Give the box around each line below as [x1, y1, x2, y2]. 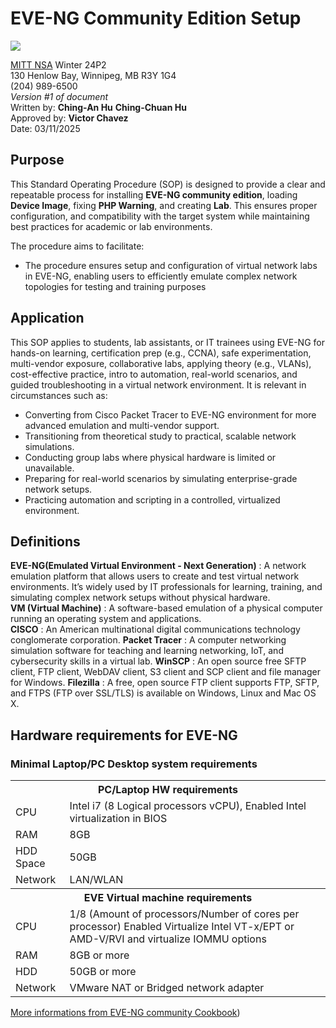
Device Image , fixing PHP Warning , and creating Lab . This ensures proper [10, 199, 318, 211]
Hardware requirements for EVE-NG [10, 727, 238, 744]
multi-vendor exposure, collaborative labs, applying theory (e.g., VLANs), [10, 357, 312, 369]
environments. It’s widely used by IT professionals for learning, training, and [10, 581, 323, 593]
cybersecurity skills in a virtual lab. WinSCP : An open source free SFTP [10, 655, 307, 667]
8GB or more [69, 948, 130, 962]
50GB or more [69, 965, 137, 979]
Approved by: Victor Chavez [10, 112, 129, 124]
